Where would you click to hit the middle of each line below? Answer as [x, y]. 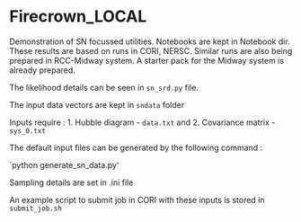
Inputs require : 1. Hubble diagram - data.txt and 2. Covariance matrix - [142, 122]
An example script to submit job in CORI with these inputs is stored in [137, 200]
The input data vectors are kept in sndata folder [97, 104]
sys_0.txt [28, 131]
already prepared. [43, 70]
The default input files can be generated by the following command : [136, 147]
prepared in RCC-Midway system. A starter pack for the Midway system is [147, 60]
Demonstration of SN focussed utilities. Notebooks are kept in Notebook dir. [150, 41]
